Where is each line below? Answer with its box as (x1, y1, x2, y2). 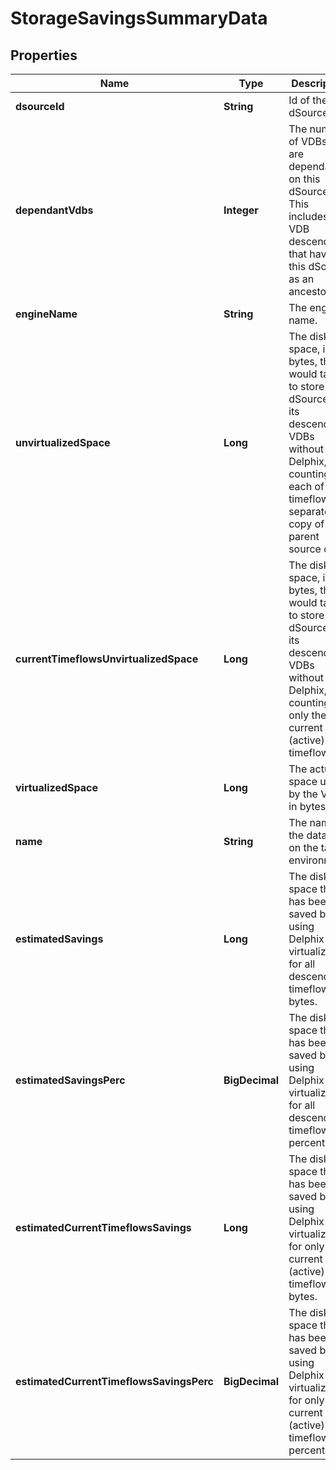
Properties (10, 47, 78, 64)
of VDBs (288, 135, 328, 148)
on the (288, 841, 319, 854)
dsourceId (15, 100, 65, 113)
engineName (15, 307, 78, 321)
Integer (223, 203, 259, 217)
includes (288, 210, 329, 223)
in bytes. (288, 800, 329, 813)
